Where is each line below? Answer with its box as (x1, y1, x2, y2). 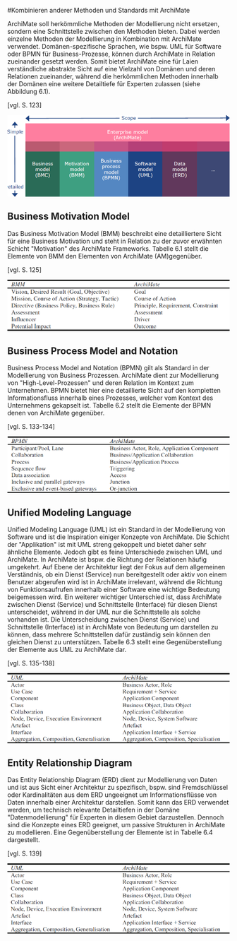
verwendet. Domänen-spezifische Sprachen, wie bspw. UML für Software (7, 42, 222, 50)
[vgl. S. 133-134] (7, 422, 55, 431)
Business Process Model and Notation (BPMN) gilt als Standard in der (7, 364, 209, 372)
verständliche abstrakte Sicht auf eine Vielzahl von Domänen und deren (7, 65, 216, 73)
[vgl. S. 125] (7, 265, 42, 274)
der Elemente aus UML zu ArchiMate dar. (7, 646, 127, 654)
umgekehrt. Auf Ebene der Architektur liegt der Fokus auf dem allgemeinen (7, 563, 226, 572)
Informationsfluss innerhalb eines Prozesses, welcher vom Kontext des (7, 393, 214, 402)
